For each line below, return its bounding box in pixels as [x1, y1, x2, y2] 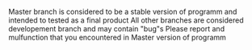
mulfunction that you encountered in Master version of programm [8, 32, 226, 42]
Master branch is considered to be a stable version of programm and [8, 7, 237, 16]
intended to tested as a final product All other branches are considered [8, 15, 244, 25]
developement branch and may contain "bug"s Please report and [8, 24, 225, 33]
